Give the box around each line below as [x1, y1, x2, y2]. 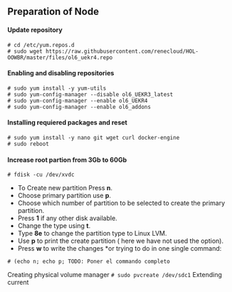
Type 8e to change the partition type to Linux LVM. [17, 229, 167, 238]
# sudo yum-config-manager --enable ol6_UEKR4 [7, 97, 148, 104]
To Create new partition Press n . [17, 184, 112, 192]
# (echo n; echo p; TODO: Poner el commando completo [7, 258, 171, 266]
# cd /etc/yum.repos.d [7, 41, 75, 48]
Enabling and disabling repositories [7, 69, 115, 78]
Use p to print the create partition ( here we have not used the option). [17, 236, 224, 245]
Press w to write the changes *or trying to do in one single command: [17, 244, 222, 253]
